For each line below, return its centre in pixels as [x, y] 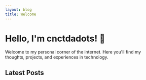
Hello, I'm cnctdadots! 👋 [55, 39]
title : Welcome [21, 14]
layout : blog [18, 10]
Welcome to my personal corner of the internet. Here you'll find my [73, 52]
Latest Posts [25, 72]
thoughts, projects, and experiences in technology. [57, 57]
